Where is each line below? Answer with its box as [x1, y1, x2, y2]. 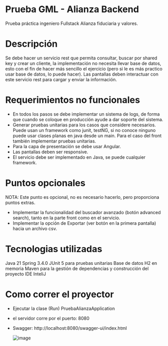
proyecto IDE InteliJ [5, 270, 46, 277]
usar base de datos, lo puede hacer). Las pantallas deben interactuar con [5, 71, 159, 77]
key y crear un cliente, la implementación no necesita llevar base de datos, [5, 60, 161, 66]
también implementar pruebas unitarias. [12, 138, 96, 144]
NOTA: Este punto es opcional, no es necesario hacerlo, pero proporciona [5, 194, 159, 200]
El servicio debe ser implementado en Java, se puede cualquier [12, 154, 146, 160]
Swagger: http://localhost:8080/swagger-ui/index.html [12, 325, 127, 331]
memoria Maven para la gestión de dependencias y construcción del [5, 265, 149, 271]
